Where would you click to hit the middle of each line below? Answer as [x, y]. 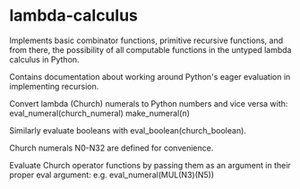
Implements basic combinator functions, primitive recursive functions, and [146, 40]
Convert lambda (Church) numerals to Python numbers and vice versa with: [149, 103]
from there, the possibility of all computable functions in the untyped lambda [150, 49]
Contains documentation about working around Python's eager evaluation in [150, 76]
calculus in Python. [44, 59]
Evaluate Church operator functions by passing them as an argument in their [150, 165]
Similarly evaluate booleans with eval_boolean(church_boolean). [128, 130]
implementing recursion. [54, 86]
